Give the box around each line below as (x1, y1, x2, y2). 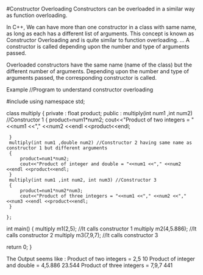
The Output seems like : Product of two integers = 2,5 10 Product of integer (6, 255, 195, 262)
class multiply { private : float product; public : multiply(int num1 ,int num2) (6, 110, 193, 116)
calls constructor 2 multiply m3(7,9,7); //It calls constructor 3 (6, 232, 158, 238)
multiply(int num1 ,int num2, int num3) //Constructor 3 (9, 177, 157, 183)
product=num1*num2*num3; (20, 188, 84, 194)
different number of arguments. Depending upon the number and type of (6, 68, 189, 75)
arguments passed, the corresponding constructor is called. (6, 74, 157, 81)
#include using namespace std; (6, 98, 85, 105)
